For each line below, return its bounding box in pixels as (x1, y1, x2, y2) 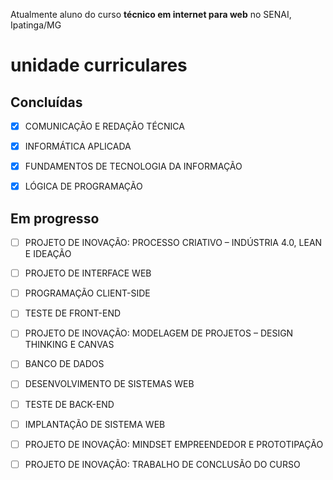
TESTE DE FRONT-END (24, 307, 122, 319)
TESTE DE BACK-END (24, 398, 115, 410)
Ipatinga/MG (10, 19, 62, 31)
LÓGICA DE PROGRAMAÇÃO (24, 180, 143, 193)
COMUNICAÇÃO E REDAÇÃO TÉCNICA (24, 120, 185, 132)
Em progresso (10, 210, 100, 227)
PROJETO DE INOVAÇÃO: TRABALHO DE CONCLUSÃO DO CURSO (24, 458, 301, 470)
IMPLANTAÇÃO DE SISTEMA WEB (24, 418, 166, 430)
